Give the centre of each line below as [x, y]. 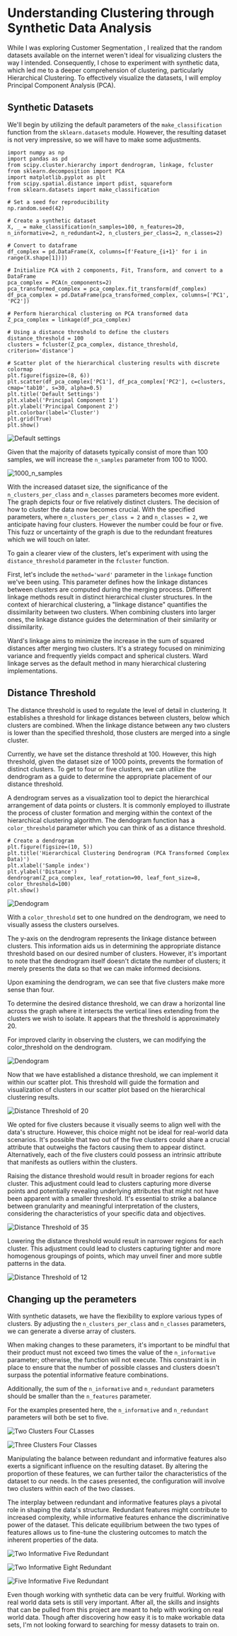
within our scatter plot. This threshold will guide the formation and [103, 1082]
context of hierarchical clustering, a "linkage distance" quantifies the [107, 604]
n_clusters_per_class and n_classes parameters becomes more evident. [113, 494]
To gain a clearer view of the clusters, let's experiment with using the [108, 553]
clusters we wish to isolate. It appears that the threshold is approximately [114, 1018]
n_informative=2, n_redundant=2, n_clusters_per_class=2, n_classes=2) [115, 233]
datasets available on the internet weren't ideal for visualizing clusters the [115, 55]
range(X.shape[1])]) [38, 258]
